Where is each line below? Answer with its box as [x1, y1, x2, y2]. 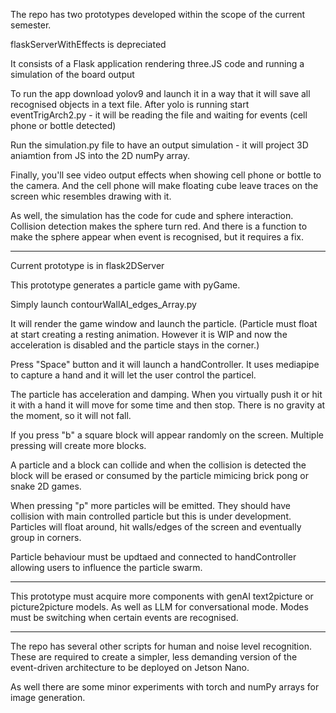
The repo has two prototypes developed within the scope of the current [10, 9, 306, 20]
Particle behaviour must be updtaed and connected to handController [10, 551, 297, 563]
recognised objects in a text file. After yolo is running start [10, 99, 250, 110]
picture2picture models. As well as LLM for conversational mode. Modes [10, 601, 309, 613]
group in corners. [10, 532, 82, 543]
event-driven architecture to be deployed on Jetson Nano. [10, 662, 250, 673]
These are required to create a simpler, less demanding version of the [10, 651, 298, 663]
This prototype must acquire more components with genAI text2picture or [10, 590, 314, 602]
